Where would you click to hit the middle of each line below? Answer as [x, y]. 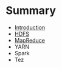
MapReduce [29, 40]
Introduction [30, 27]
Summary [31, 11]
